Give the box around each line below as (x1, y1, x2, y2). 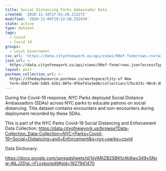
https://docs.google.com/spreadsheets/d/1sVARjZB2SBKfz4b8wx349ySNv (5, 155, 158, 161)
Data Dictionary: (5, 145, 38, 151)
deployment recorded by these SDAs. (5, 110, 82, 116)
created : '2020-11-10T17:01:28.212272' (5, 12, 87, 17)
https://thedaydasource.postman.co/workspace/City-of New (9, 76, 132, 81)
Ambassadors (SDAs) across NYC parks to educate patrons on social (5, 100, 146, 106)
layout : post (5, 67, 32, 72)
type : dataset (5, 26, 35, 31)
